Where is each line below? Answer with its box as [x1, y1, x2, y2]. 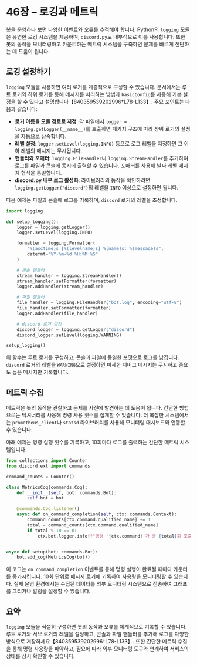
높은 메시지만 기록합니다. [12, 369, 69, 376]
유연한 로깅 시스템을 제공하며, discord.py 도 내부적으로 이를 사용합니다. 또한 [12, 33, 186, 40]
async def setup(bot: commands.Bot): [6, 549, 98, 555]
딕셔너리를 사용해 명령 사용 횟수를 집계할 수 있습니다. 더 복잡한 [21, 411, 164, 418]
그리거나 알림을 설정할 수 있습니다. [12, 588, 91, 595]
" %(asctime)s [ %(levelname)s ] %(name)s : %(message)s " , [27, 246, 164, 252]
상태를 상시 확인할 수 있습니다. [6, 653, 75, 660]
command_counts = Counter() [6, 474, 75, 480]
